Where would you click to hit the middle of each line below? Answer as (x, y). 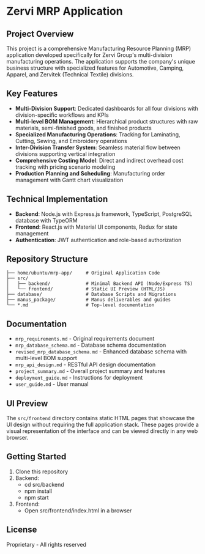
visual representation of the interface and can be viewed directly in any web (102, 431)
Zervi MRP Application (65, 11)
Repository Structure (47, 259)
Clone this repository (42, 471)
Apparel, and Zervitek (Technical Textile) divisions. (70, 74)
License (22, 530)
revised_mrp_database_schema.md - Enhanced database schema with (101, 352)
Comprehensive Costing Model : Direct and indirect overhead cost (99, 160)
